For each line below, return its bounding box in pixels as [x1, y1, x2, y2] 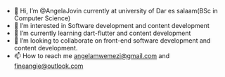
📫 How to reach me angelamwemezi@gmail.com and [13, 52, 170, 59]
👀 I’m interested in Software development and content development [13, 22, 210, 29]
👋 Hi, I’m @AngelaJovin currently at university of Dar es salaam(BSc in [13, 7, 218, 15]
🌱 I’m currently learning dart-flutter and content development [13, 29, 191, 37]
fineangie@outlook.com [13, 62, 84, 70]
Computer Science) [13, 14, 71, 22]
